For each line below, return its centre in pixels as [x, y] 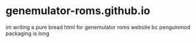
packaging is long [27, 33]
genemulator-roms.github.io [78, 11]
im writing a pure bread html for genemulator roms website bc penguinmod [98, 27]
